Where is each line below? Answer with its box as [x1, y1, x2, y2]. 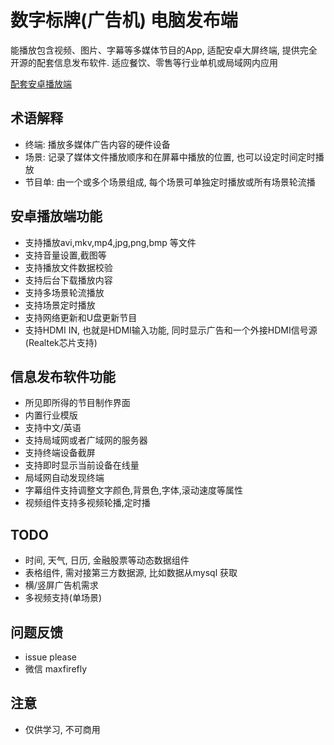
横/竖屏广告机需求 [24, 579, 99, 591]
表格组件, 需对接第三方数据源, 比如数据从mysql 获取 [24, 567, 238, 579]
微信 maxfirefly [24, 663, 88, 675]
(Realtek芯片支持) [24, 336, 98, 348]
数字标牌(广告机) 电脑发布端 [10, 9, 238, 32]
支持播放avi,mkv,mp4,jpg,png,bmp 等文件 [24, 236, 197, 248]
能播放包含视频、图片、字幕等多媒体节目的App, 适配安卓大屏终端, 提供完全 [10, 44, 318, 56]
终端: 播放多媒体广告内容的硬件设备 [24, 138, 171, 150]
